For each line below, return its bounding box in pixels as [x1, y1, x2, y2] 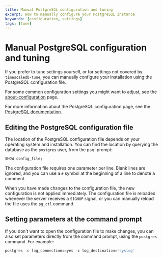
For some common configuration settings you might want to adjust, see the [5, 89, 157, 95]
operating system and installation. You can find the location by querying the [5, 141, 158, 147]
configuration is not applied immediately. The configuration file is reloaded [5, 190, 156, 196]
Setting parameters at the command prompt [5, 215, 142, 224]
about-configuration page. [5, 94, 59, 100]
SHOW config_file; [5, 156, 43, 161]
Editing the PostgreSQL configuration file [5, 123, 134, 131]
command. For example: [5, 238, 54, 244]
